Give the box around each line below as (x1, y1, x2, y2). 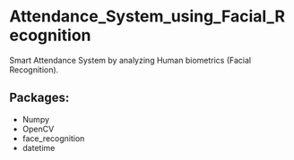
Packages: (9, 90, 70, 105)
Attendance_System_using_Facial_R (9, 6, 285, 27)
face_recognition (22, 132, 85, 144)
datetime (22, 142, 56, 153)
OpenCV (22, 123, 55, 134)
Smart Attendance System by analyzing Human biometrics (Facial (9, 55, 252, 65)
